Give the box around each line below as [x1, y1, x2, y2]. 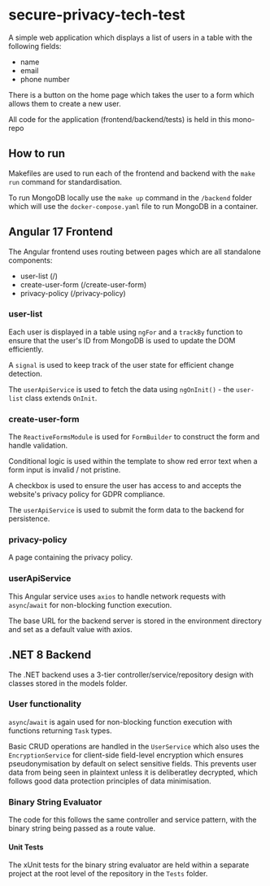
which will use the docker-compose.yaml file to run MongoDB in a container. [8, 201, 259, 211]
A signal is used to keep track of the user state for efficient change [8, 360, 234, 369]
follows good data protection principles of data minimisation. [8, 775, 211, 786]
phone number [20, 74, 71, 84]
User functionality [8, 698, 82, 709]
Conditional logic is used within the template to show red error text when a [8, 456, 258, 466]
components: [8, 255, 53, 265]
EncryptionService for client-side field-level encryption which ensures [8, 750, 244, 760]
